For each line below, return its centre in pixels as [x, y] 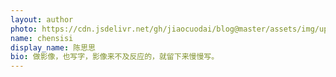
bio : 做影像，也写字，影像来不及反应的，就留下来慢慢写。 [115, 57]
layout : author [42, 19]
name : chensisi [42, 38]
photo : [24, 29]
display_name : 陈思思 [53, 47]
